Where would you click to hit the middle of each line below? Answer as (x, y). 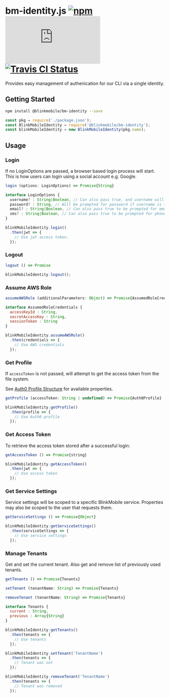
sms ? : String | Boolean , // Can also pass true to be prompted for (81, 214)
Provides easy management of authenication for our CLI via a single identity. (85, 83)
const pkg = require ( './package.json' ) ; (49, 120)
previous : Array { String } (37, 616)
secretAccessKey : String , (38, 317)
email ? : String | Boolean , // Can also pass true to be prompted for (83, 209)
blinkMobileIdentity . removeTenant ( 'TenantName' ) (57, 677)
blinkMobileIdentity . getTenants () (42, 630)
